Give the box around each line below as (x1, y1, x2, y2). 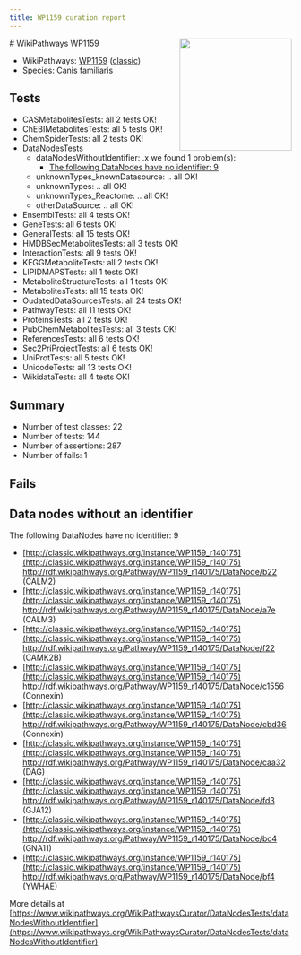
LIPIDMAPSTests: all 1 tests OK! (21, 266, 139, 278)
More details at (9, 899, 64, 909)
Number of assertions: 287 (21, 440, 122, 451)
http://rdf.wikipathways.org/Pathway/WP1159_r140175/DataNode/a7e (21, 604, 276, 615)
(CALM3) (21, 614, 56, 625)
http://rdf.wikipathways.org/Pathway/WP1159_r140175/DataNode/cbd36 (21, 719, 287, 730)
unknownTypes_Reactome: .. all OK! (35, 190, 168, 202)
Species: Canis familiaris (21, 65, 114, 75)
